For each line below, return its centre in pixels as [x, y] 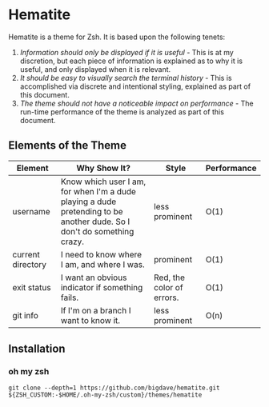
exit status [32, 287]
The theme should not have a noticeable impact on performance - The [137, 103]
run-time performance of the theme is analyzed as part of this [122, 112]
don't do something [97, 231]
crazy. [72, 241]
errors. [166, 297]
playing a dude [88, 202]
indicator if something [102, 287]
